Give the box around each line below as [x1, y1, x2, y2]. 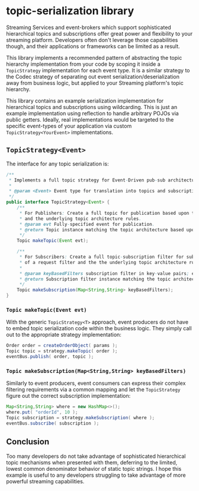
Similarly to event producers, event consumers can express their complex [6, 380, 186, 387]
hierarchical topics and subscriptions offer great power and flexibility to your [6, 30, 193, 37]
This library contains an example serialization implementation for [6, 97, 164, 104]
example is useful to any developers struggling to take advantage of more [6, 471, 186, 479]
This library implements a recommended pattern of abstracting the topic [6, 54, 182, 61]
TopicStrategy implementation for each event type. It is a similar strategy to [6, 66, 191, 74]
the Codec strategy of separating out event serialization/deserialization [6, 73, 179, 80]
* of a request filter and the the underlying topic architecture [19, 259, 187, 265]
